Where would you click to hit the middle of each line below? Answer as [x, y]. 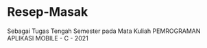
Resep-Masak [48, 12]
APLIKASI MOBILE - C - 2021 [48, 38]
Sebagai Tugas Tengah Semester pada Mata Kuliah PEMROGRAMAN [104, 31]
